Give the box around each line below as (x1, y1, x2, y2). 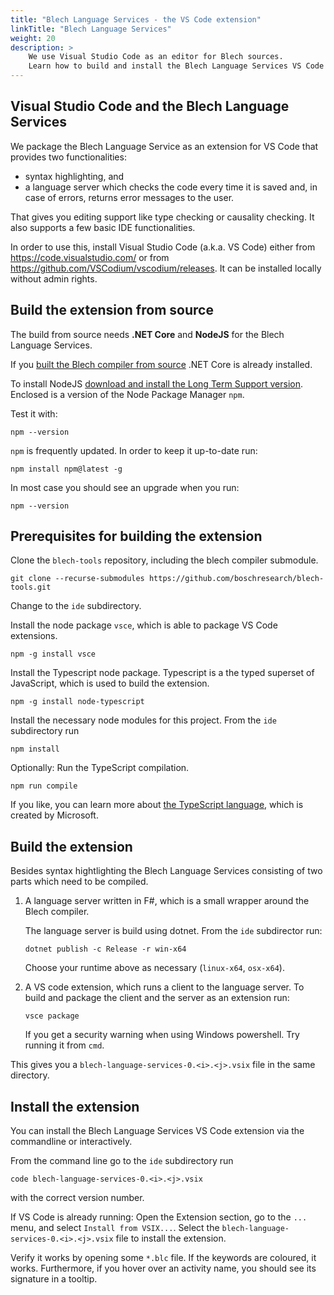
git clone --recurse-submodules (10, 574, 145, 584)
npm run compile (10, 781, 78, 791)
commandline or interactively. (10, 1136, 133, 1148)
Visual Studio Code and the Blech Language (10, 98, 290, 115)
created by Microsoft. (10, 809, 99, 821)
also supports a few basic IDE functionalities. (10, 221, 196, 233)
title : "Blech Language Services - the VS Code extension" (10, 14, 262, 25)
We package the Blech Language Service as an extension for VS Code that (10, 140, 319, 152)
